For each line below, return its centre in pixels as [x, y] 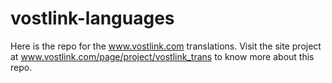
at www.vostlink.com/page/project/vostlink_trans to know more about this [162, 56]
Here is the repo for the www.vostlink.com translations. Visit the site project [166, 46]
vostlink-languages [92, 18]
